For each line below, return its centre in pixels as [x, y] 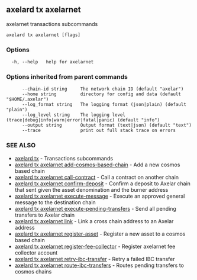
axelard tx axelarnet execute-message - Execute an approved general [100, 196]
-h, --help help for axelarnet [53, 62]
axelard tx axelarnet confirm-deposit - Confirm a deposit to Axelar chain [103, 184]
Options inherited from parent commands [67, 77]
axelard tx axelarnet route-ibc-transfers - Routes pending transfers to [99, 265]
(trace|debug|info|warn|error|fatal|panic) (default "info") [83, 120]
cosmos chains [33, 271]
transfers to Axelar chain [45, 215]
